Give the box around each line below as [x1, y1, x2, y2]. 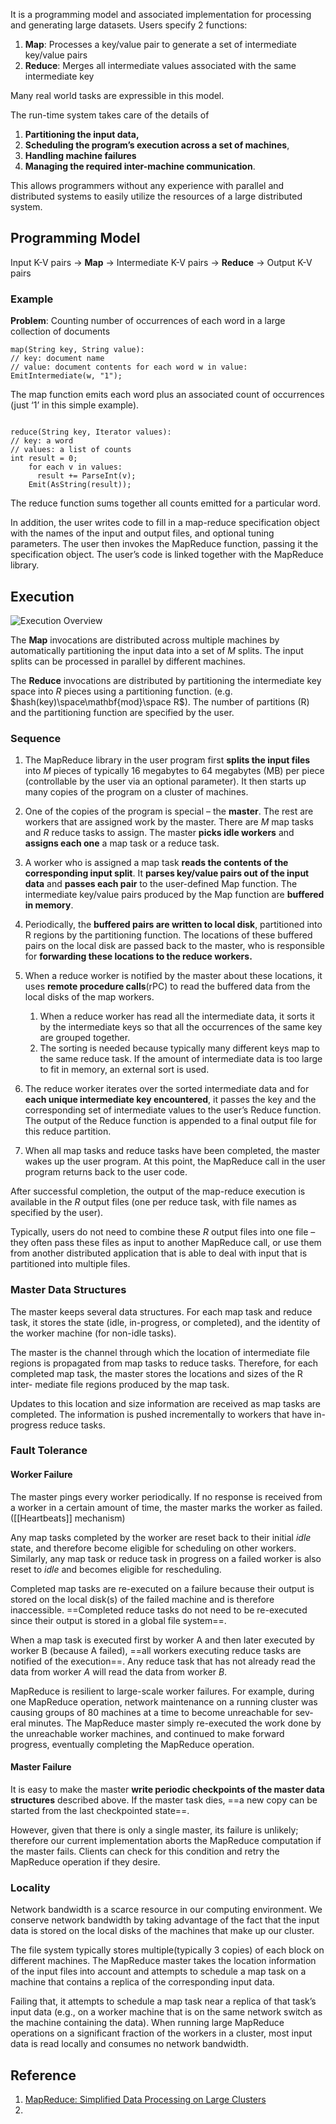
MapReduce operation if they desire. [10, 1855, 161, 1868]
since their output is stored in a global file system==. [10, 1614, 227, 1626]
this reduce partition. [24, 1125, 112, 1138]
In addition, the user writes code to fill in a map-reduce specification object [10, 517, 320, 529]
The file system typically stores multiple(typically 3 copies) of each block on [10, 1944, 325, 1956]
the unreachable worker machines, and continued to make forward [10, 1727, 285, 1739]
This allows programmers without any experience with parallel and [10, 180, 285, 191]
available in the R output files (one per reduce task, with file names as [10, 1196, 297, 1208]
